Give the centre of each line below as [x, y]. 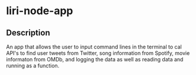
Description [28, 33]
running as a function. [33, 66]
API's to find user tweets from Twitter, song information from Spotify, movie [98, 53]
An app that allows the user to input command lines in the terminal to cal [94, 47]
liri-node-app [40, 11]
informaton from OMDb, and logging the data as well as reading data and [95, 59]
